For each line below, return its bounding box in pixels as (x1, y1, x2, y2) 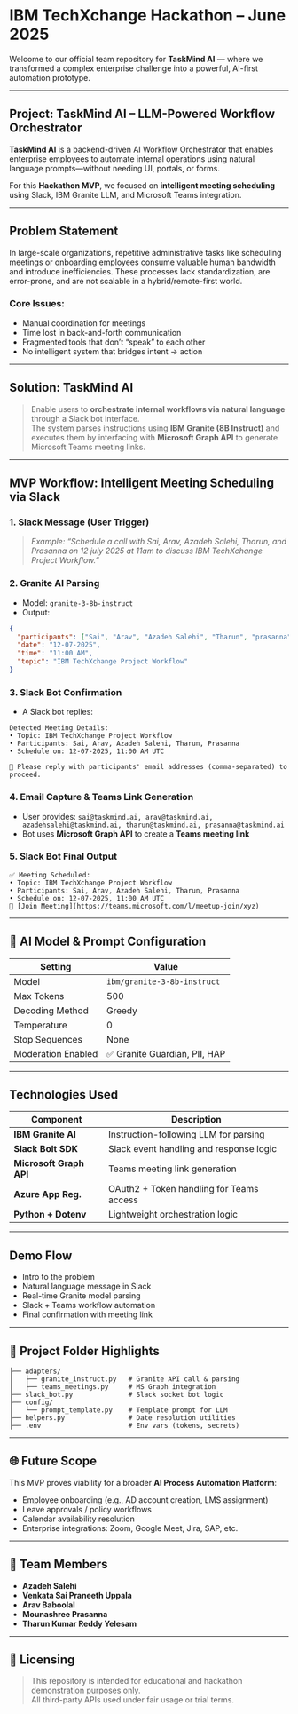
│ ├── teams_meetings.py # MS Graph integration (9, 1383, 216, 1392)
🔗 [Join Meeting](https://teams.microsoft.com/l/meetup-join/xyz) (9, 901, 260, 910)
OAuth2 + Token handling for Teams (107, 1183, 259, 1195)
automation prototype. (9, 72, 91, 83)
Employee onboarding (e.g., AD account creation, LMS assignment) (21, 1494, 269, 1505)
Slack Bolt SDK (13, 1143, 78, 1155)
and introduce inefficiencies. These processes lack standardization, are (9, 266, 271, 276)
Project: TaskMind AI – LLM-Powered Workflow (9, 107, 276, 122)
